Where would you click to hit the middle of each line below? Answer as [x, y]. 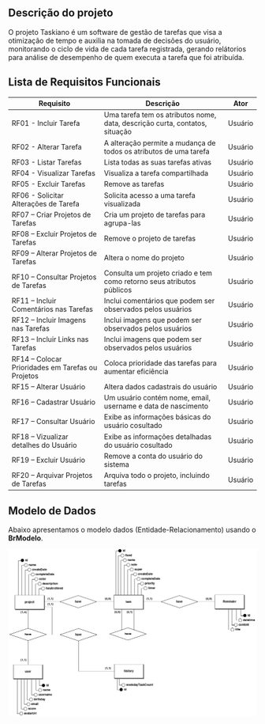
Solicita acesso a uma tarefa [149, 195]
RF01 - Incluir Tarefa [46, 123]
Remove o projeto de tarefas [149, 238]
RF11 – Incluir [34, 301]
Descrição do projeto [61, 13]
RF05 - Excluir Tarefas [49, 184]
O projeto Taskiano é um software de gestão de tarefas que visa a [115, 32]
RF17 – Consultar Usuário [53, 421]
